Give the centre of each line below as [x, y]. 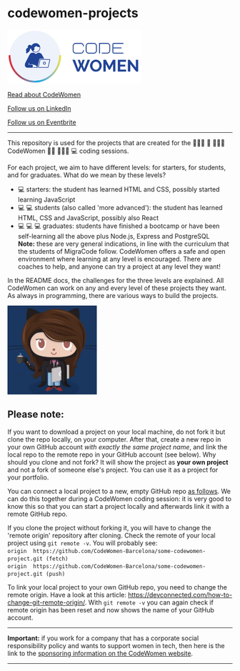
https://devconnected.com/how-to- [180, 595]
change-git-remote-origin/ [46, 602]
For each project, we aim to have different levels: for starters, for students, [117, 168]
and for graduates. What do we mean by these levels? [87, 175]
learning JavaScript [46, 200]
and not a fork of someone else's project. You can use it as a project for [113, 469]
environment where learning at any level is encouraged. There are [115, 259]
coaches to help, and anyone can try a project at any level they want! [119, 267]
